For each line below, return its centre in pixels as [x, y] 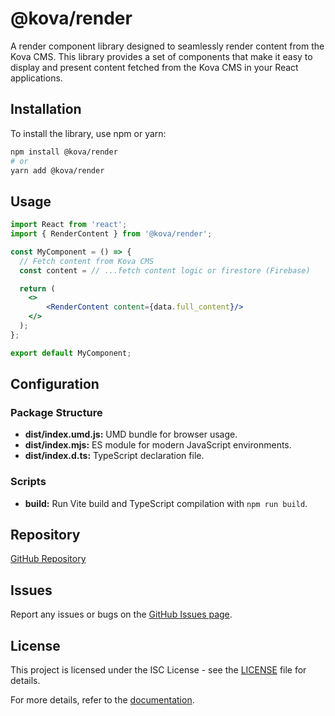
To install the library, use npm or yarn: [88, 133]
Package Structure [56, 412]
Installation [46, 109]
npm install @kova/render [64, 152]
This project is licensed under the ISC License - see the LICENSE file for [158, 670]
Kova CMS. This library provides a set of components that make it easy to [161, 56]
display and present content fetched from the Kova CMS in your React [154, 67]
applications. [36, 78]
